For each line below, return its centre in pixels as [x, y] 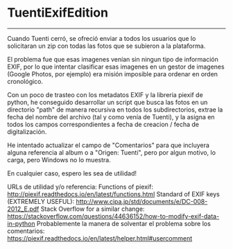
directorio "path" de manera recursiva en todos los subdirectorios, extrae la [115, 110]
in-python [21, 223]
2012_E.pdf [23, 209]
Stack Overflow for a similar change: [93, 209]
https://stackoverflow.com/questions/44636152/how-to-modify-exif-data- [113, 216]
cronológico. [25, 81]
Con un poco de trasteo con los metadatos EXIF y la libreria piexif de [105, 94]
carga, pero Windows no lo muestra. [59, 160]
